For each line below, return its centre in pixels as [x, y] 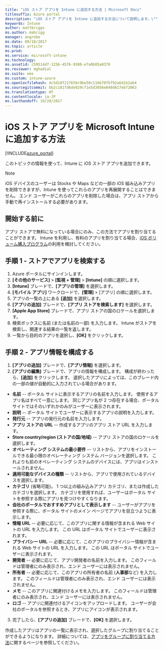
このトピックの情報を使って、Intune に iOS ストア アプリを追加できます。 [79, 163]
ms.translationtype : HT [29, 92]
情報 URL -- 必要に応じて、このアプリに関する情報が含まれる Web [79, 523]
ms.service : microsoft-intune [36, 55]
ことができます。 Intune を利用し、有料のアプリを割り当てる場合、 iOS [76, 238]
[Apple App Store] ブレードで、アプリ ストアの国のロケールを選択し [81, 310]
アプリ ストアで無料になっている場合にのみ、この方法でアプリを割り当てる [81, 231]
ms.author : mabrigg [25, 32]
